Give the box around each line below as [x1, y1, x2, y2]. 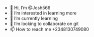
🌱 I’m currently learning [9, 15, 58, 21]
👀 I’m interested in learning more [9, 10, 77, 16]
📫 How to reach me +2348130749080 [9, 26, 90, 32]
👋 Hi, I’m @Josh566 [9, 5, 51, 10]
